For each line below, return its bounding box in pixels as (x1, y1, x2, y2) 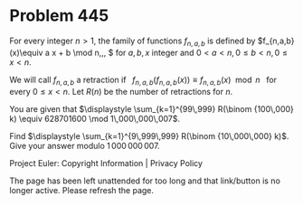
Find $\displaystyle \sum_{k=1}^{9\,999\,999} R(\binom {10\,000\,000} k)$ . (9, 130, 289, 141)
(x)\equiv (9, 47, 43, 58)
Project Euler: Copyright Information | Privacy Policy (9, 157, 204, 168)
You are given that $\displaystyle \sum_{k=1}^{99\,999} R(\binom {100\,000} (9, 103, 294, 114)
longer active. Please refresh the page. (9, 184, 155, 195)
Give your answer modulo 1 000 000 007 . (9, 140, 160, 151)
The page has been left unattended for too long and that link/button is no (9, 175, 280, 186)
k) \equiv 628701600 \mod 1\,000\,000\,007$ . (9, 113, 181, 124)
